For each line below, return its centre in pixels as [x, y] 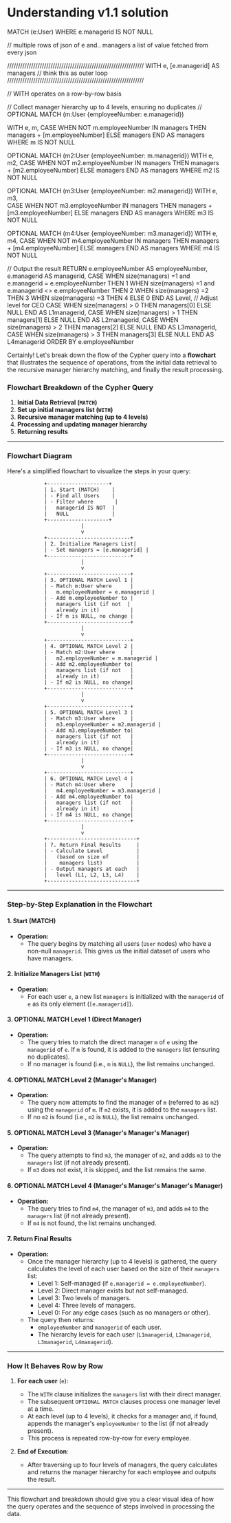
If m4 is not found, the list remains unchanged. [92, 1223]
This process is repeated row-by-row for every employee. [109, 1438]
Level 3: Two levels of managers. [84, 1297]
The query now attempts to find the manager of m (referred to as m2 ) [123, 1103]
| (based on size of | [91, 857]
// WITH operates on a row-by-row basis [64, 94]
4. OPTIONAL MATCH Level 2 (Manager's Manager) [82, 1080]
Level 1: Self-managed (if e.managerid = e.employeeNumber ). [122, 1283]
